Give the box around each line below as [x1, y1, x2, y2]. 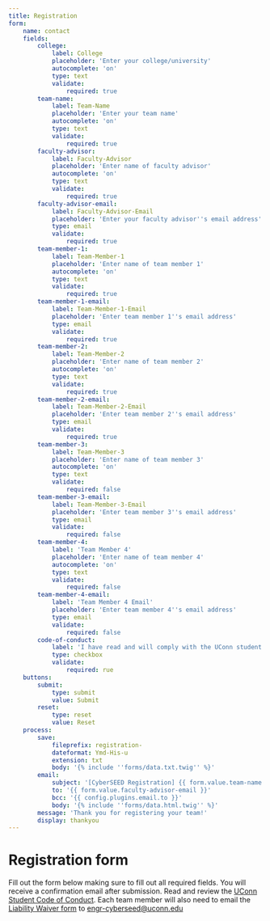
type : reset [51, 711, 92, 720]
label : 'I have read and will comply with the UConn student [51, 644, 263, 652]
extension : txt [51, 756, 103, 764]
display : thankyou [37, 816, 99, 825]
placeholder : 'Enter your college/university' [51, 57, 212, 65]
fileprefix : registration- [51, 741, 143, 749]
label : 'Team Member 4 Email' [51, 598, 154, 606]
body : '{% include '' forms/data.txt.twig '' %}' [51, 763, 216, 772]
